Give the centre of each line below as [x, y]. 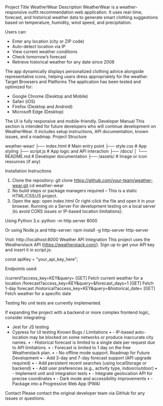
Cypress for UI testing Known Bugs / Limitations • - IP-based [73, 332]
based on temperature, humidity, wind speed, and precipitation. [68, 22]
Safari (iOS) [24, 101]
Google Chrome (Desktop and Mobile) [50, 96]
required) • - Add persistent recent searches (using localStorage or [79, 363]
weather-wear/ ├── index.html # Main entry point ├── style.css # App [76, 146]
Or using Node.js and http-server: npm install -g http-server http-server [77, 230]
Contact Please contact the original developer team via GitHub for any [75, 393]
